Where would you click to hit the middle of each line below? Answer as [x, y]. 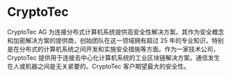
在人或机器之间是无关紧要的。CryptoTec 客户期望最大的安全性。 [99, 66]
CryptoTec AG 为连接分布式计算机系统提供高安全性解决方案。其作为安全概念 [116, 32]
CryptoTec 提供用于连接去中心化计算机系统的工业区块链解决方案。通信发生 [113, 57]
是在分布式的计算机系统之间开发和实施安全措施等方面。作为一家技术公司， [113, 49]
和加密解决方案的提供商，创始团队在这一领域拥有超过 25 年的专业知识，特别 [115, 40]
